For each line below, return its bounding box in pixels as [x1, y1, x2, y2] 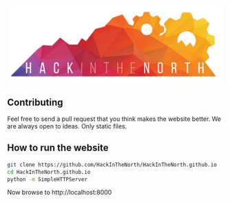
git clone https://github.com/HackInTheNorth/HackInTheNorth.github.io [7, 161, 217, 168]
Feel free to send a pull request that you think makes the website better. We [7, 115, 222, 123]
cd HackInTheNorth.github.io [7, 168, 91, 175]
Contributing [7, 96, 63, 108]
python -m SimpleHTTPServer [7, 175, 88, 183]
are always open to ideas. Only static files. [7, 122, 127, 130]
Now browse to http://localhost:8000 [7, 188, 112, 197]
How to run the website [7, 142, 109, 154]
